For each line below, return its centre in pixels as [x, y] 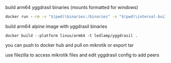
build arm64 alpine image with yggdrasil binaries [56, 26]
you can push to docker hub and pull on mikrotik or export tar [69, 45]
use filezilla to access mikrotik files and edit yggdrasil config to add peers [82, 55]
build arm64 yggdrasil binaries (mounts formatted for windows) [72, 7]
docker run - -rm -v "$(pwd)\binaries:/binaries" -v [61, 17]
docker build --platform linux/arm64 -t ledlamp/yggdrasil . [72, 36]
